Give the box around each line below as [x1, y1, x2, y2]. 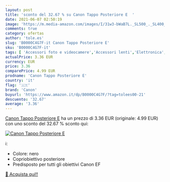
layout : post [5, 7, 33, 13]
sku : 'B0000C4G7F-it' [5, 45, 51, 50]
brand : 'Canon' [5, 87, 37, 93]
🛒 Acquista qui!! [5, 171, 38, 177]
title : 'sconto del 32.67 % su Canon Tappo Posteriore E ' [5, 12, 135, 17]
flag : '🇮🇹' [5, 82, 30, 87]
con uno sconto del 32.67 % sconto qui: [5, 121, 89, 127]
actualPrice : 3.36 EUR [5, 54, 53, 60]
